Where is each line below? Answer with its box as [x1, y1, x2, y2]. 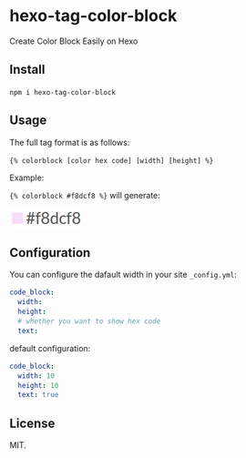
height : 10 [17, 381, 59, 390]
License [9, 415, 56, 431]
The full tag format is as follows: [9, 137, 130, 148]
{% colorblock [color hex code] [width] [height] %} [9, 156, 214, 165]
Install [9, 62, 46, 77]
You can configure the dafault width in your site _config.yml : [9, 270, 237, 280]
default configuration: [9, 342, 91, 353]
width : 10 [17, 371, 55, 381]
